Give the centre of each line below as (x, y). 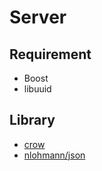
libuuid (37, 89)
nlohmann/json (54, 155)
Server (38, 17)
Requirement (50, 54)
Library (32, 120)
